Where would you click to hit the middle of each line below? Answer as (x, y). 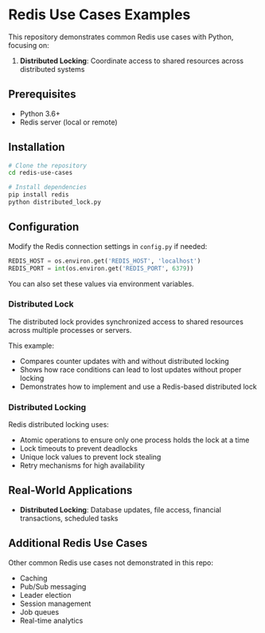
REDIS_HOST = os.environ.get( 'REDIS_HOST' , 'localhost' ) (105, 261)
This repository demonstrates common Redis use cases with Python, (121, 37)
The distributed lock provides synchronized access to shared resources (126, 322)
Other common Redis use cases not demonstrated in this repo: (111, 562)
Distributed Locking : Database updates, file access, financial (120, 509)
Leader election (45, 595)
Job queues (39, 611)
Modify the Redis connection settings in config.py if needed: (108, 246)
